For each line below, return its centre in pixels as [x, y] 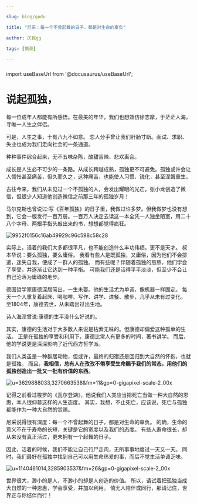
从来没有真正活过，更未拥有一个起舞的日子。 [60, 436]
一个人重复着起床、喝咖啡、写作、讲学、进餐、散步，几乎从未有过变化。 [98, 296]
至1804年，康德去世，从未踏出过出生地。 [56, 304]
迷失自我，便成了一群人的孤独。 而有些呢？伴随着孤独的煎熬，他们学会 [102, 262]
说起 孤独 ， [32, 99]
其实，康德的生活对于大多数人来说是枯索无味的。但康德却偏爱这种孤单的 [93, 329]
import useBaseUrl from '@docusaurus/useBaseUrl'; [69, 74]
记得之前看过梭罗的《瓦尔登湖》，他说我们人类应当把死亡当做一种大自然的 [95, 395]
